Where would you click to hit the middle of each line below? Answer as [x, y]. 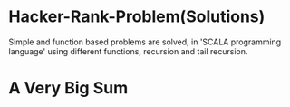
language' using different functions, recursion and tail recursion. [128, 51]
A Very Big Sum [68, 88]
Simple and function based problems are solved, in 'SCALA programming [145, 42]
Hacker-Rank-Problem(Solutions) [137, 17]
